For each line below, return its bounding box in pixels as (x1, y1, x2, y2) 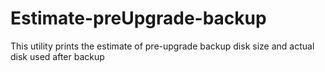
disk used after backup (10, 50, 105, 62)
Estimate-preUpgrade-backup (10, 7, 267, 30)
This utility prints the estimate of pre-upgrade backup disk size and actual (10, 40, 315, 52)
